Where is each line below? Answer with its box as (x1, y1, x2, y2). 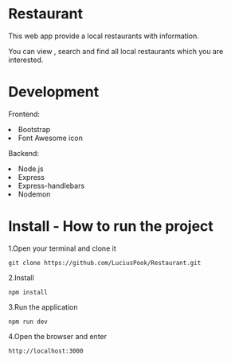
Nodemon (18, 189, 51, 199)
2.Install (8, 272, 34, 283)
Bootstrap (18, 124, 51, 134)
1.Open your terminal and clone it (8, 244, 117, 253)
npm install (8, 288, 48, 296)
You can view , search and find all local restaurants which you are (8, 46, 224, 56)
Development (8, 83, 100, 101)
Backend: (8, 148, 40, 158)
